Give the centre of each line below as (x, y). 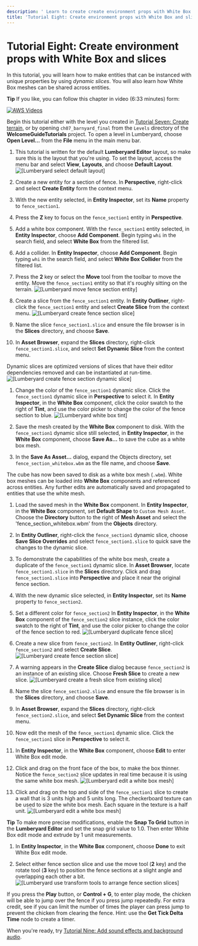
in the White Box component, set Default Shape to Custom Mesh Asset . (100, 511)
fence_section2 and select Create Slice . (63, 650)
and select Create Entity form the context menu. (74, 189)
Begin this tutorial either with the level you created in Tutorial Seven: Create (98, 122)
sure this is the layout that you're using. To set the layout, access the (98, 158)
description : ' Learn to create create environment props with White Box (99, 11)
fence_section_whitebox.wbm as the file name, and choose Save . (93, 463)
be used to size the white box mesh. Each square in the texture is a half (101, 805)
